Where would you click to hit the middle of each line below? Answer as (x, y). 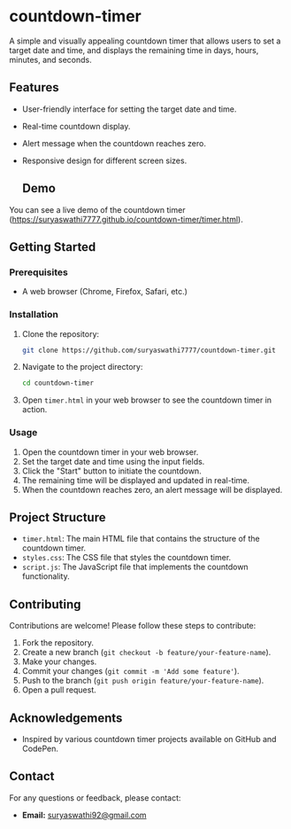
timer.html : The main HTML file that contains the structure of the (141, 539)
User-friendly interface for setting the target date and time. (129, 109)
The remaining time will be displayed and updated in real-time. (136, 480)
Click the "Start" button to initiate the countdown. (111, 471)
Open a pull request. (59, 690)
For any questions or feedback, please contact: (95, 798)
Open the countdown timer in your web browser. (110, 452)
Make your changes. (59, 661)
